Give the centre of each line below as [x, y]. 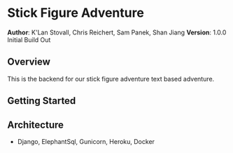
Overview [29, 62]
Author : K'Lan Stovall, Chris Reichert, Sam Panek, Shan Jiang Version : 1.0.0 [117, 32]
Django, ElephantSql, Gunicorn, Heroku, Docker [86, 141]
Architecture [36, 125]
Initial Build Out [29, 39]
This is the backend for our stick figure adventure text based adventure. [111, 79]
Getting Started [42, 101]
